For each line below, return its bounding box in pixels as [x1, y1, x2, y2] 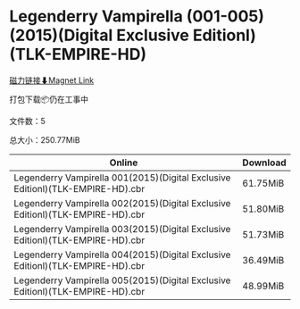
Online [109, 156, 138, 169]
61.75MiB [242, 177, 285, 189]
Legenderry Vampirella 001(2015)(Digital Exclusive [13, 171, 231, 184]
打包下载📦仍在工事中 [9, 94, 89, 104]
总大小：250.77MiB [9, 134, 80, 145]
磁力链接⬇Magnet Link [9, 74, 95, 86]
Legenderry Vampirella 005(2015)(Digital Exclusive [13, 274, 231, 287]
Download [242, 156, 287, 169]
